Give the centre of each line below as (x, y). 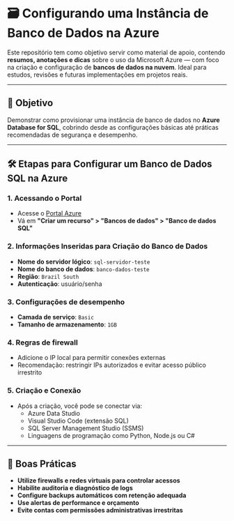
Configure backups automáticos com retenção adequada (102, 495)
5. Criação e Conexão (44, 391)
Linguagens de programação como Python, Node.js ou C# (111, 435)
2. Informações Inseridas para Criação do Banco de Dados (108, 246)
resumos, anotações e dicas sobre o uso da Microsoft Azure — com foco (113, 59)
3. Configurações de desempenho (66, 302)
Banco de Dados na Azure (84, 33)
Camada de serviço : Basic (55, 317)
